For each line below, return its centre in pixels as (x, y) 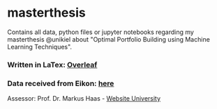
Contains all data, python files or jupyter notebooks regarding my (100, 32)
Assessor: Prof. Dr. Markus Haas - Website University (84, 99)
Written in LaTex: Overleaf (52, 65)
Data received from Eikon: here (61, 83)
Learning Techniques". (39, 47)
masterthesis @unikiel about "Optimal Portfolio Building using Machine (109, 39)
